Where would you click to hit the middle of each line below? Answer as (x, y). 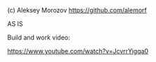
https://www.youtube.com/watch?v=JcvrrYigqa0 (78, 51)
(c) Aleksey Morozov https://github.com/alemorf (77, 10)
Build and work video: (39, 37)
